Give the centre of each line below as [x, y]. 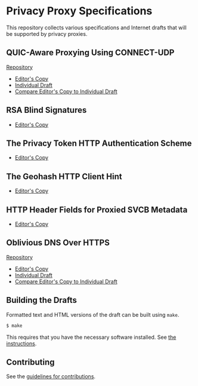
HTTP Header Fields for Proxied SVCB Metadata [97, 209]
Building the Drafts [42, 300]
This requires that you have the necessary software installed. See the [91, 337]
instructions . [21, 343]
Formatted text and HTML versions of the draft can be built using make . [93, 314]
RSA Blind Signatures [47, 110]
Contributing [30, 362]
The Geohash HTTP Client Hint [64, 177]
